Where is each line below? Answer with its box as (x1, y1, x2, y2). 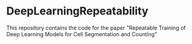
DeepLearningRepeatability (6, 4, 149, 18)
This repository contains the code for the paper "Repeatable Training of (6, 24, 186, 31)
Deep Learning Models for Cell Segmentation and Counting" (6, 30, 157, 37)
